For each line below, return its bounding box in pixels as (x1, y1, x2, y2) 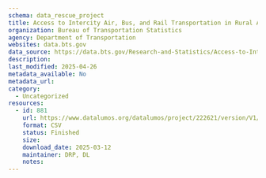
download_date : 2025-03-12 (22, 143, 112, 151)
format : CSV (22, 121, 62, 129)
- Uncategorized (15, 92, 69, 100)
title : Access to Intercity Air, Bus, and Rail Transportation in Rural (8, 19, 253, 27)
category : (8, 84, 41, 93)
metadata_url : (8, 77, 55, 85)
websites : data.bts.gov (8, 41, 87, 49)
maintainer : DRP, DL (22, 150, 90, 158)
